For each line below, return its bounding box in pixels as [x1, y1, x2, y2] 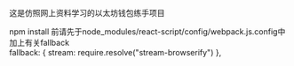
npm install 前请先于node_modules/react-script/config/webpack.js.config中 [9, 26, 286, 37]
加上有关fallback [9, 38, 69, 48]
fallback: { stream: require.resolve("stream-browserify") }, [9, 48, 222, 57]
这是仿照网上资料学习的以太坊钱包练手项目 [9, 8, 165, 18]
